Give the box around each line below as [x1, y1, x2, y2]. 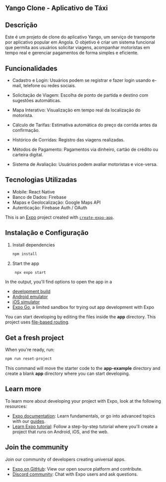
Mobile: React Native [12, 188, 55, 195]
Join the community [5, 443, 68, 452]
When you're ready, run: [5, 347, 55, 353]
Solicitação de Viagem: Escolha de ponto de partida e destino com [12, 92, 149, 98]
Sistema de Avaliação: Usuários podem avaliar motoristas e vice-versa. [12, 161, 158, 168]
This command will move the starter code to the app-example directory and [5, 365, 161, 371]
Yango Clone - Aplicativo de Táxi [5, 4, 108, 12]
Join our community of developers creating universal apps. [5, 456, 126, 462]
